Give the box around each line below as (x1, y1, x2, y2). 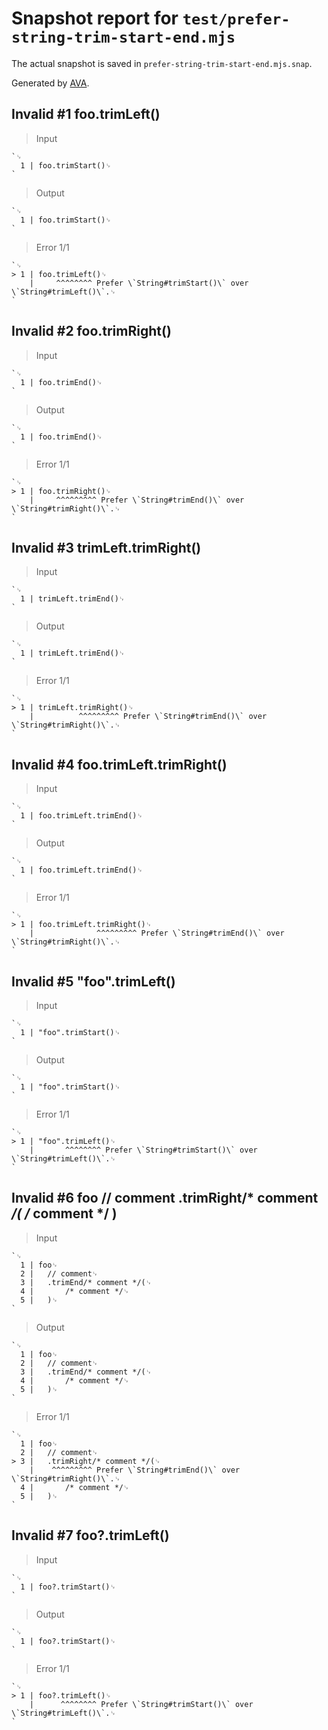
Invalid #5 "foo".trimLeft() (11, 973, 176, 990)
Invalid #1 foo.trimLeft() (11, 106, 161, 123)
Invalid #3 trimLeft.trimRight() (11, 539, 202, 556)
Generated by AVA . (11, 77, 90, 89)
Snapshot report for (11, 7, 179, 30)
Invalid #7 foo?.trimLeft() (11, 1527, 170, 1544)
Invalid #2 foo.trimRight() (11, 323, 172, 340)
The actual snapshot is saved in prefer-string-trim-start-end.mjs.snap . (11, 57, 313, 69)
